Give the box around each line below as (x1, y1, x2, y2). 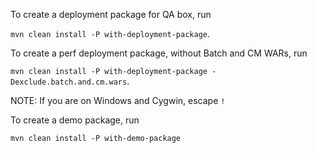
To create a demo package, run (10, 114, 140, 126)
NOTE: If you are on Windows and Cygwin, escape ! (10, 95, 226, 106)
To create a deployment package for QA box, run (10, 9, 212, 20)
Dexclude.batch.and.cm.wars (10, 77, 128, 87)
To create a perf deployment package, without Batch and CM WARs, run (10, 47, 308, 59)
